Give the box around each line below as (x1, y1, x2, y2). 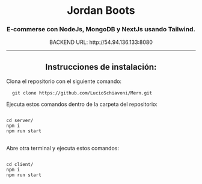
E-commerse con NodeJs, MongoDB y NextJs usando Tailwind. (6, 25, 196, 34)
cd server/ (6, 118, 34, 124)
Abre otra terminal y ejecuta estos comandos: (6, 145, 119, 152)
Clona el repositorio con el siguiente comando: (6, 78, 122, 85)
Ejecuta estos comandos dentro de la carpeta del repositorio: (6, 100, 158, 108)
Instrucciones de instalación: (45, 61, 157, 72)
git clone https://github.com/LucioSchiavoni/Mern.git (11, 90, 152, 96)
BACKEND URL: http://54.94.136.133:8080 (49, 38, 153, 46)
